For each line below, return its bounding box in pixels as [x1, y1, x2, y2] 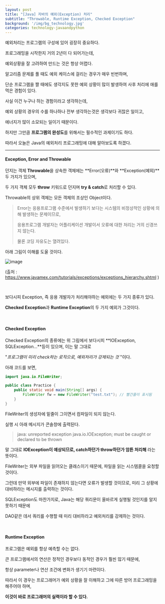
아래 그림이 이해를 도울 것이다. [5, 249, 63, 255]
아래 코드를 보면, [5, 364, 37, 370]
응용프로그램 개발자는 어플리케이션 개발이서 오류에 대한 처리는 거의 [17, 222, 145, 228]
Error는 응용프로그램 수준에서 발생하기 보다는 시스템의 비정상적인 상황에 [17, 205, 155, 211]
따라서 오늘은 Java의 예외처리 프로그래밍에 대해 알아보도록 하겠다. [5, 140, 132, 146]
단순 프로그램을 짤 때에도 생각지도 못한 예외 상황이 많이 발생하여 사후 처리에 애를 [5, 82, 159, 88]
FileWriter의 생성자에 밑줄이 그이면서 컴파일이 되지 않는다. [5, 411, 116, 416]
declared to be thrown [17, 436, 62, 442]
